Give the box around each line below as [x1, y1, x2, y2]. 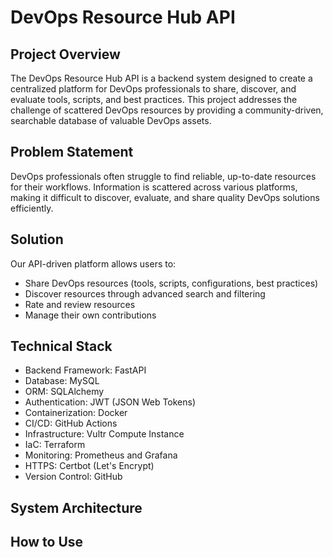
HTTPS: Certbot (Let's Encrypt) [24, 460, 155, 472]
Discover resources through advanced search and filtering [24, 287, 266, 300]
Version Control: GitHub [24, 471, 123, 483]
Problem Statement [10, 144, 134, 161]
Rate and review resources [24, 298, 136, 310]
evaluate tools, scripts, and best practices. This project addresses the [10, 94, 298, 105]
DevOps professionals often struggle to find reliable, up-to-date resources [10, 170, 317, 182]
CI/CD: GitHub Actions [24, 417, 118, 430]
